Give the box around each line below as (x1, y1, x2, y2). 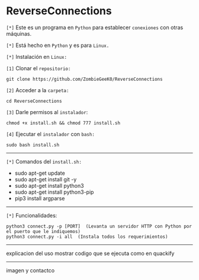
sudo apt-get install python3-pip (14, 188, 94, 196)
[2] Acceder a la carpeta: (6, 86, 69, 93)
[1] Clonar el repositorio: (6, 64, 71, 72)
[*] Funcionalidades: (6, 212, 57, 219)
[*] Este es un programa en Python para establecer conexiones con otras (6, 24, 184, 31)
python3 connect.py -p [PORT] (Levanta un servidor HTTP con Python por (6, 223, 192, 229)
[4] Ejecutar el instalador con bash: (6, 130, 95, 137)
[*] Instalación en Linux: (6, 53, 67, 60)
